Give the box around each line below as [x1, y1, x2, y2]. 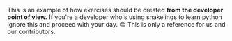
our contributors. [7, 27, 56, 36]
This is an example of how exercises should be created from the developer [7, 6, 224, 14]
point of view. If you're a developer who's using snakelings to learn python [7, 13, 223, 21]
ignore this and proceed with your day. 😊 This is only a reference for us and [7, 20, 226, 28]
